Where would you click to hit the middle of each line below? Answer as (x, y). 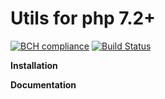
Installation (34, 65)
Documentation (43, 84)
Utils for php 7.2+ (83, 18)
